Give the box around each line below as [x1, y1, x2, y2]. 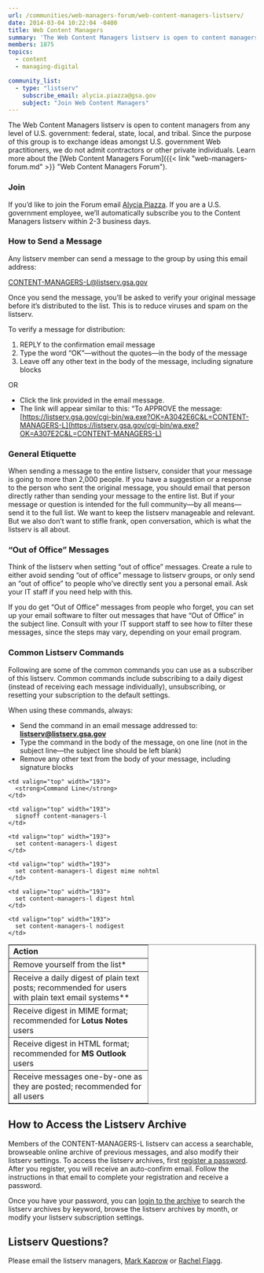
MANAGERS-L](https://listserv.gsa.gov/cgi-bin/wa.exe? [19, 420, 199, 429]
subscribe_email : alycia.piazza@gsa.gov [22, 91, 156, 99]
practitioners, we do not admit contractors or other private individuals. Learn [8, 145, 255, 155]
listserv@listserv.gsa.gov [19, 729, 107, 738]
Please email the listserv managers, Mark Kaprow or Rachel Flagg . [8, 1256, 223, 1266]
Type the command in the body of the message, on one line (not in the [19, 737, 247, 747]
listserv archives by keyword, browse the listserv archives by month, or [8, 1204, 238, 1213]
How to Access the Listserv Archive [8, 1118, 187, 1131]
